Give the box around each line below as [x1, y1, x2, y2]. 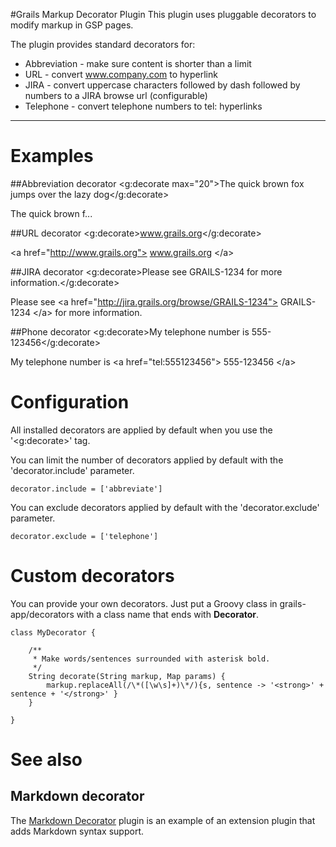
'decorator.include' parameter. [10, 464, 135, 476]
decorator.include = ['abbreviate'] [10, 484, 163, 494]
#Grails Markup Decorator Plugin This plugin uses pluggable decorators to [10, 9, 317, 20]
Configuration [10, 391, 130, 414]
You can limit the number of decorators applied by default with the [10, 454, 284, 466]
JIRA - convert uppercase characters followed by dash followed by [24, 79, 301, 91]
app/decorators [10, 608, 75, 620]
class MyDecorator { [10, 627, 97, 638]
